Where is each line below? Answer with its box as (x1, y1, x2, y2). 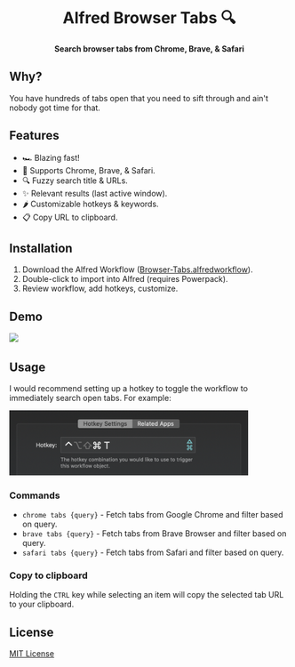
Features (9, 128, 60, 143)
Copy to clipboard (9, 569, 88, 582)
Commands (9, 489, 60, 502)
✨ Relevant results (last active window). (21, 188, 168, 198)
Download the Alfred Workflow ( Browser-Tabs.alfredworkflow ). (21, 264, 253, 275)
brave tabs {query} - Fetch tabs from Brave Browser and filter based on (21, 528, 287, 539)
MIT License (9, 648, 55, 659)
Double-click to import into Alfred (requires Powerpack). (21, 274, 228, 285)
